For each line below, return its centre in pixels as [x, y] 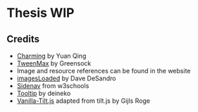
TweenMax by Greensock [54, 63]
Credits [23, 39]
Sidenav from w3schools [53, 86]
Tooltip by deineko [44, 93]
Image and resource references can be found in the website [104, 71]
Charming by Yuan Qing [51, 56]
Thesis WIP [41, 13]
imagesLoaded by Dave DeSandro [66, 78]
